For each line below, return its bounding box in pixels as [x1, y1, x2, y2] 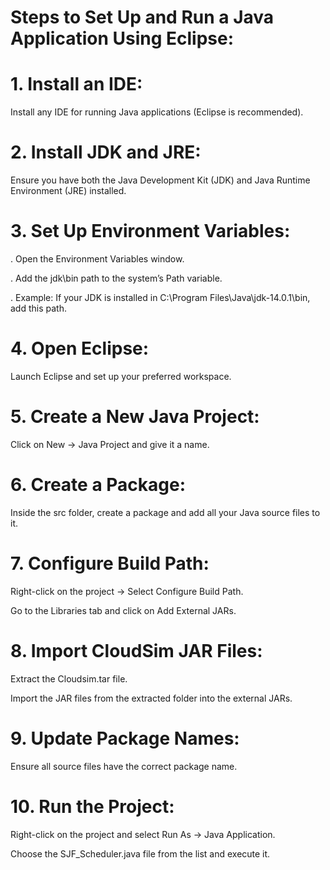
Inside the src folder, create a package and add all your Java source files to [10, 506, 321, 518]
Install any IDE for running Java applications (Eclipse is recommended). [10, 106, 304, 118]
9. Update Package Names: [10, 727, 240, 750]
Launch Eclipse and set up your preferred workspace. [10, 370, 232, 382]
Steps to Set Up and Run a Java [10, 6, 275, 29]
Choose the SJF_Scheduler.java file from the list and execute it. [10, 847, 271, 860]
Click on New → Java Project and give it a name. [10, 438, 210, 450]
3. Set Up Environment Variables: [10, 220, 291, 243]
